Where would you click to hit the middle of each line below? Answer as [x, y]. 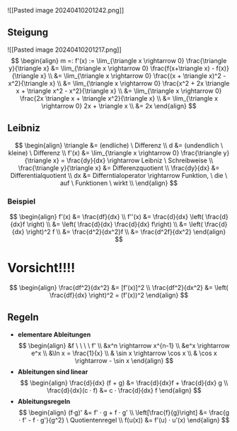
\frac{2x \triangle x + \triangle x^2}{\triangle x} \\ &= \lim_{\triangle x [119, 98]
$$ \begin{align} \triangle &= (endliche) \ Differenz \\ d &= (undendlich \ [119, 145]
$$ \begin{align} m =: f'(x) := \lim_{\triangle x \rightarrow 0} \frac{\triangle [119, 60]
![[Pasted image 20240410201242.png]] [66, 10]
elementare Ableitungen [54, 334]
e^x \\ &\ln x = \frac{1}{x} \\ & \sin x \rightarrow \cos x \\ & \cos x [124, 353]
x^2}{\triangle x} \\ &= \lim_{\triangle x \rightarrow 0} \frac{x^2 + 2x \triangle [119, 83]
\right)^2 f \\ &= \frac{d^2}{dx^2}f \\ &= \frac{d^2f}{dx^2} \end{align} [126, 231]
